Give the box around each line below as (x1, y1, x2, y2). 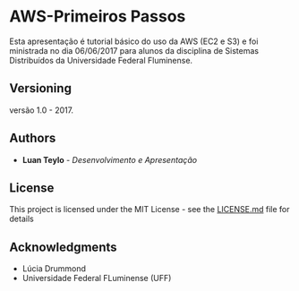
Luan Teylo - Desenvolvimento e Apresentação (21, 154, 198, 165)
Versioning (9, 81, 72, 96)
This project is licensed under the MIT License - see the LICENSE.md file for (9, 204, 290, 215)
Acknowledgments (9, 239, 118, 254)
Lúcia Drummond (21, 263, 87, 274)
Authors (9, 131, 56, 146)
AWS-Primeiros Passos (9, 6, 186, 27)
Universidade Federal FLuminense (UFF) (21, 273, 172, 284)
